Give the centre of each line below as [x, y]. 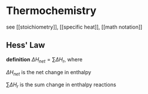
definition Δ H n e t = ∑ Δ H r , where [44, 60]
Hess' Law [26, 45]
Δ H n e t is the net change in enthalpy [49, 73]
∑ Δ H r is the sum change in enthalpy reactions [61, 86]
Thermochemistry [51, 11]
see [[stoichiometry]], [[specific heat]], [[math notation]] [74, 27]
